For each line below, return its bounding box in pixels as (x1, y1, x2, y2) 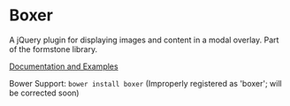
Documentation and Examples (9, 61, 118, 72)
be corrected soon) (9, 87, 80, 98)
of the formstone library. (9, 43, 98, 54)
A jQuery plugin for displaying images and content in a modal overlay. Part (9, 34, 279, 45)
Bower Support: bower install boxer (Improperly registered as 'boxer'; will (9, 78, 282, 88)
